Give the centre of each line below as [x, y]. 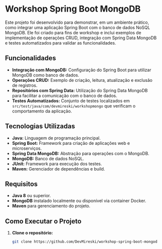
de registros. [25, 85]
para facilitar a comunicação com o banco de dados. [65, 95]
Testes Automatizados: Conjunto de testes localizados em [71, 101]
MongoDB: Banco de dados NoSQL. [48, 158]
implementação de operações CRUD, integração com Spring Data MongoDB [81, 38]
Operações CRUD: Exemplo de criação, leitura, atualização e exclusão [82, 80]
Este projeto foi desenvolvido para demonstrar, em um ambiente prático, [77, 22]
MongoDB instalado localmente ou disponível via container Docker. [79, 201]
